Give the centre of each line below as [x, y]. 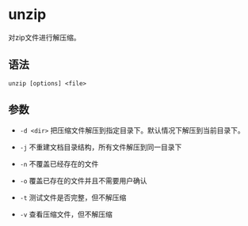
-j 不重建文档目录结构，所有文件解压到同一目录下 [101, 147]
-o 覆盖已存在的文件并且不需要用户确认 [84, 180]
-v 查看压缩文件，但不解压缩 [66, 214]
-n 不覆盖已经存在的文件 [59, 164]
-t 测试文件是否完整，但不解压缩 [73, 197]
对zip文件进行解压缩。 [44, 37]
